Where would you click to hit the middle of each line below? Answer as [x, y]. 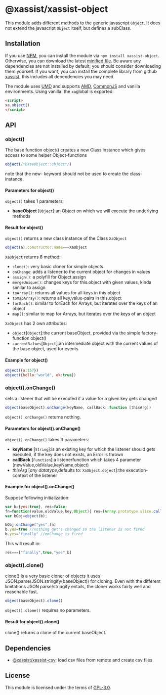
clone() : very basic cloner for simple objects [58, 267]
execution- [137, 470]
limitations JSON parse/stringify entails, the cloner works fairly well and [78, 587]
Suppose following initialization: [37, 498]
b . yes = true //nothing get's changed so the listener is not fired [75, 530]
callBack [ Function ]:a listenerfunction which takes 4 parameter [77, 460]
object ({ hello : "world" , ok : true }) [41, 375]
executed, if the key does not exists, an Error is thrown [68, 454]
